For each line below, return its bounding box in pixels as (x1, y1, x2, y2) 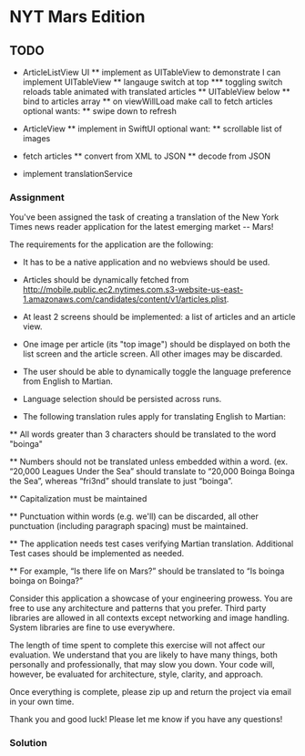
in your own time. (9, 696, 75, 708)
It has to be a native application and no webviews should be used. (22, 257, 270, 268)
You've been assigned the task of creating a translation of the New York (9, 212, 280, 223)
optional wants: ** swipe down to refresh (22, 106, 178, 116)
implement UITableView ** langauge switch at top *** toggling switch (22, 77, 283, 88)
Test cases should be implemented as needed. (9, 548, 185, 559)
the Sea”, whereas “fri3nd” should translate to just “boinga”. (9, 476, 234, 487)
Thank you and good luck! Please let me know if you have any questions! (9, 714, 283, 725)
